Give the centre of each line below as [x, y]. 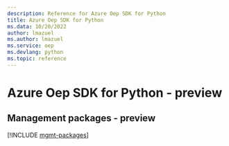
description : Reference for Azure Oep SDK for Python [87, 13]
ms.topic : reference [37, 59]
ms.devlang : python [35, 53]
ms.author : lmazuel [35, 39]
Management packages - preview [82, 118]
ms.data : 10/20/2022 [37, 26]
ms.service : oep [31, 46]
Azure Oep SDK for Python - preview [115, 92]
